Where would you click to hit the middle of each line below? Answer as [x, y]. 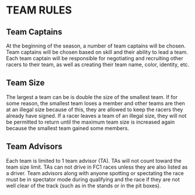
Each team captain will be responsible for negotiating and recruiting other [95, 58]
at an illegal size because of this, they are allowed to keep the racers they [95, 110]
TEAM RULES [39, 10]
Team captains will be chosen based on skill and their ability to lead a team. [97, 52]
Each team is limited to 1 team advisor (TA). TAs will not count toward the [94, 160]
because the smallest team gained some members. [68, 128]
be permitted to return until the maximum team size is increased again [90, 122]
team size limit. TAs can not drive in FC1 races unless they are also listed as [97, 167]
